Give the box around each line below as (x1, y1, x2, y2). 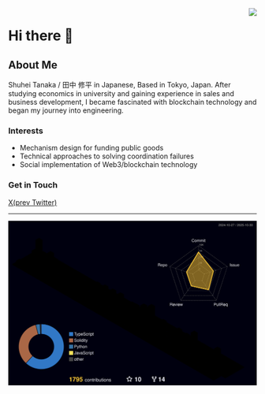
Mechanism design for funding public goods (19, 143, 164, 153)
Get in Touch (8, 180, 58, 191)
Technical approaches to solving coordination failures (19, 151, 195, 161)
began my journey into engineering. (8, 106, 124, 115)
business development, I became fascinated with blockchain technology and (8, 98, 257, 106)
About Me (8, 58, 58, 72)
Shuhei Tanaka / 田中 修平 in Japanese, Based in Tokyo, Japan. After (8, 80, 231, 89)
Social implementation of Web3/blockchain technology (19, 160, 198, 169)
